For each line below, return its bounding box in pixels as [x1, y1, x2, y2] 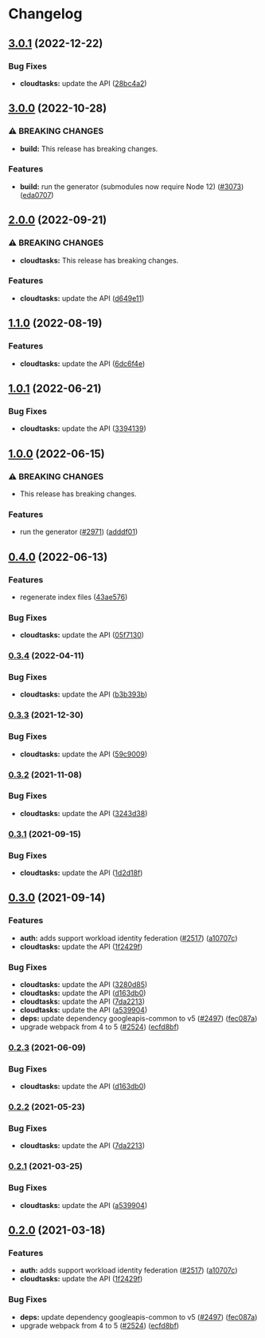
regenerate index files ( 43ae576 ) [19, 592, 128, 602]
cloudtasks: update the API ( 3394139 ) [19, 424, 146, 433]
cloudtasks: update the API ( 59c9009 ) [19, 749, 148, 759]
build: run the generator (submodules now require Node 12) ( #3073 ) [19, 181, 244, 191]
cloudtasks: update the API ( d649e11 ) [19, 293, 145, 303]
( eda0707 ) [19, 190, 54, 199]
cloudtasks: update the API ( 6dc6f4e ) [19, 358, 146, 368]
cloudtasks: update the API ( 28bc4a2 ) [19, 78, 147, 88]
